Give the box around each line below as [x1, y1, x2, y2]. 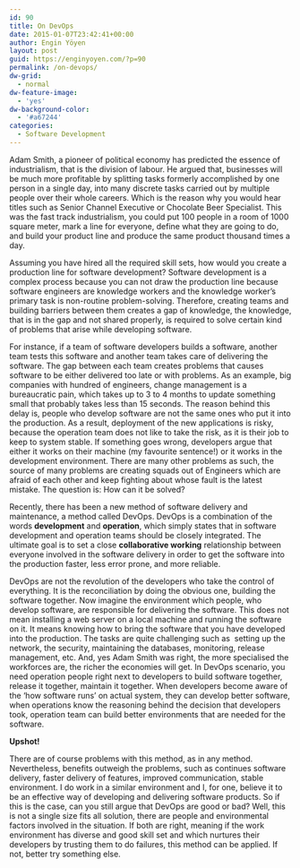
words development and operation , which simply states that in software [9, 520, 277, 531]
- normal [17, 80, 50, 89]
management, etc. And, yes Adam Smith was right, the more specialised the [9, 651, 289, 663]
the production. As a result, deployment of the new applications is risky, [9, 417, 274, 428]
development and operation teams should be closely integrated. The [9, 529, 261, 540]
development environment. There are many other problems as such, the [9, 455, 275, 466]
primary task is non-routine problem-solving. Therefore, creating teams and [9, 295, 289, 305]
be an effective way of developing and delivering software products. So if [9, 791, 280, 802]
